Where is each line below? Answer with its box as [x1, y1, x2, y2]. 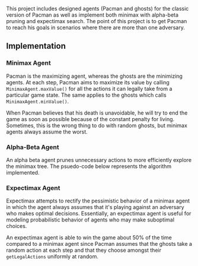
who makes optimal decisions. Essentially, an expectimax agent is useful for [6, 210, 191, 217]
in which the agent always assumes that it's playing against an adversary [6, 204, 185, 211]
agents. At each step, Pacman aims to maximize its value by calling [6, 78, 170, 85]
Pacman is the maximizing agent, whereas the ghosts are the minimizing [6, 72, 183, 80]
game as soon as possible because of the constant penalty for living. [6, 115, 175, 122]
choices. [6, 223, 27, 230]
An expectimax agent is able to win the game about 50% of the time [6, 234, 172, 241]
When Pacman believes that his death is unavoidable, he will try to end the [6, 109, 188, 116]
